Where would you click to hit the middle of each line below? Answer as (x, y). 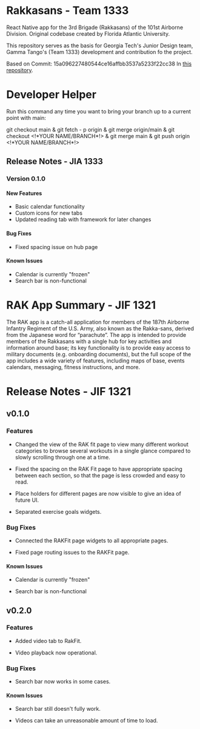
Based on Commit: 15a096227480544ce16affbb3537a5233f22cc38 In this (99, 64)
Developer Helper (52, 95)
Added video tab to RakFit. (48, 641)
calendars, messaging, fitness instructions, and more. (73, 367)
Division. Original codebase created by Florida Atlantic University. (88, 33)
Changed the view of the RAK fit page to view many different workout (102, 444)
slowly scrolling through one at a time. (62, 457)
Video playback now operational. (56, 653)
